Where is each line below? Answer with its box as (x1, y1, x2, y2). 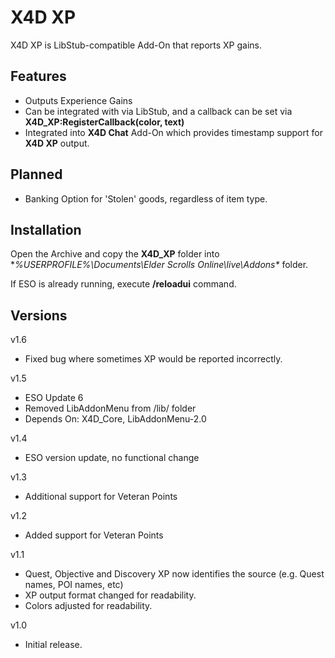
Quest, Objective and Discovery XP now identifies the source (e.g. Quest (24, 568, 325, 580)
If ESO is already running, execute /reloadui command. (10, 278, 237, 290)
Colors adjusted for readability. (24, 600, 153, 612)
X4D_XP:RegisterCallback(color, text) (24, 116, 185, 128)
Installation (10, 221, 82, 238)
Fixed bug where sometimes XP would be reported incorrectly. (24, 353, 283, 365)
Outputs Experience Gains (24, 94, 133, 106)
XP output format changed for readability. (24, 589, 197, 601)
